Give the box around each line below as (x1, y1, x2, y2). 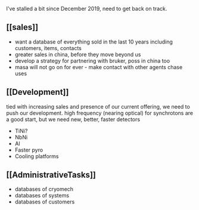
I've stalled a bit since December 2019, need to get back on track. (6, 5, 167, 12)
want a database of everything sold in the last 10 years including (14, 38, 173, 45)
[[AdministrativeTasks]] (6, 170, 97, 180)
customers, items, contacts (14, 44, 82, 51)
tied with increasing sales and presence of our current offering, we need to (6, 103, 191, 110)
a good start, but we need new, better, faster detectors (6, 116, 141, 123)
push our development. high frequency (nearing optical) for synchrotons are (6, 109, 194, 116)
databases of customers (14, 198, 75, 205)
